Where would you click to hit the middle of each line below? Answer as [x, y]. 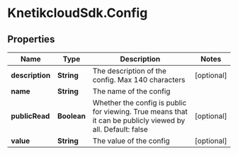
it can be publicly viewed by [139, 120]
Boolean [72, 116]
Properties [31, 39]
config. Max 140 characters [139, 80]
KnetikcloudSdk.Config [78, 13]
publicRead [30, 116]
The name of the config [131, 91]
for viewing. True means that [140, 111]
